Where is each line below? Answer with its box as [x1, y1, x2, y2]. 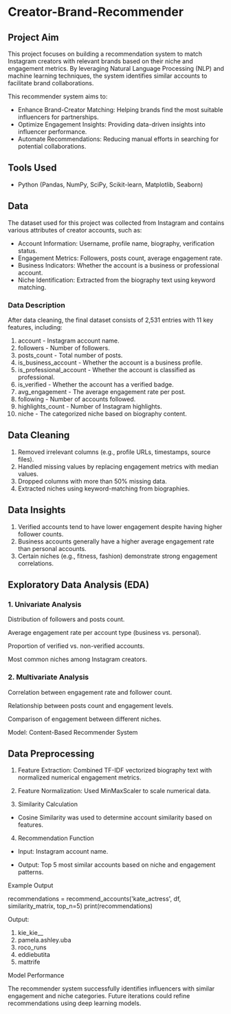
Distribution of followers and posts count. [8, 615, 125, 623]
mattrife [17, 958, 41, 967]
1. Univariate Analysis [8, 599, 82, 609]
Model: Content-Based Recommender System [8, 728, 138, 736]
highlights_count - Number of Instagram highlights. [17, 402, 162, 410]
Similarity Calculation [17, 800, 78, 808]
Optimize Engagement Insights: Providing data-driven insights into [17, 120, 206, 128]
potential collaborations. [17, 142, 87, 150]
